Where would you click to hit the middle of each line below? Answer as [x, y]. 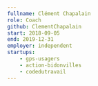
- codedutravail [43, 71]
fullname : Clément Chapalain [49, 14]
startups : [21, 53]
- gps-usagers [40, 59]
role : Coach [24, 20]
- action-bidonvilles [50, 65]
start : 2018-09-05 [33, 33]
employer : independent [40, 46]
